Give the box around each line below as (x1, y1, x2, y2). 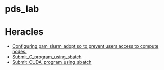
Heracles (5, 26, 44, 38)
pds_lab (5, 3, 39, 15)
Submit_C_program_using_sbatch (12, 54, 82, 60)
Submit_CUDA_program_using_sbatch (12, 59, 92, 65)
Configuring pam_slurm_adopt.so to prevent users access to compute (12, 43, 159, 49)
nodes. (12, 49, 27, 55)
